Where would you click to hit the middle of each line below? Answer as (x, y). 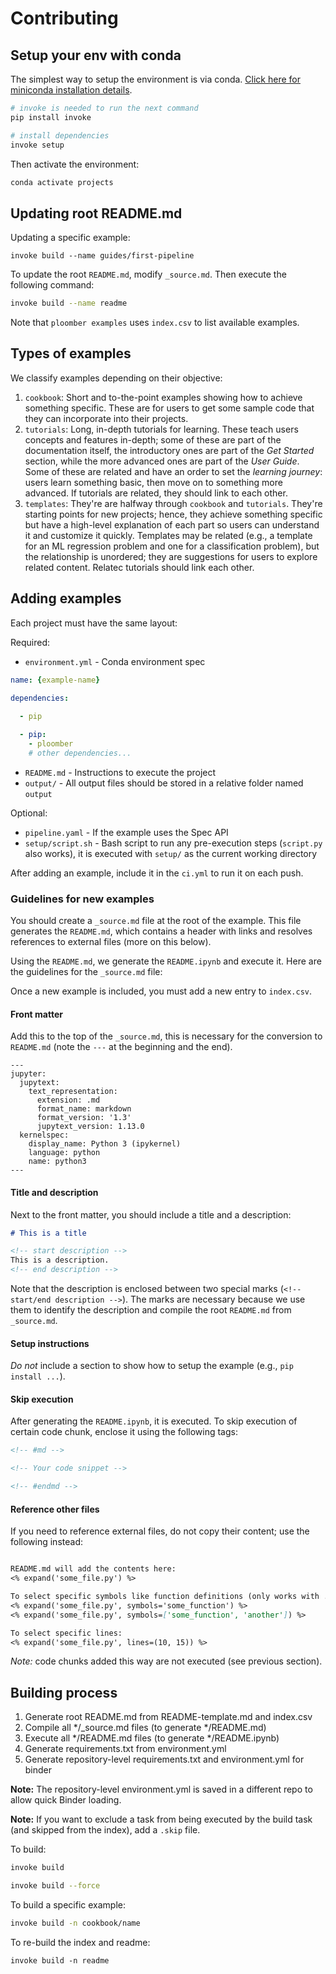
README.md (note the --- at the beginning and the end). (121, 1047)
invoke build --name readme (69, 303)
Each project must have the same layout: (94, 623)
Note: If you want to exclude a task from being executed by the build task (161, 1819)
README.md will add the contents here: (93, 1569)
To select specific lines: (66, 1633)
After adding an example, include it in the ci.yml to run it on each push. (157, 873)
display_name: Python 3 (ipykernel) (105, 1144)
